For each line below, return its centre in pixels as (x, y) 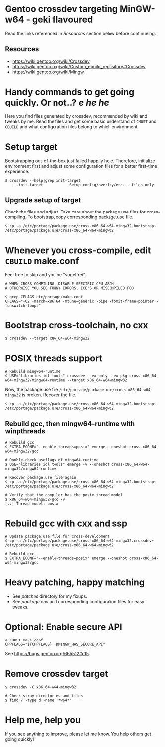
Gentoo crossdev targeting (61, 9)
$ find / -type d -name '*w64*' (38, 700)
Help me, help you (43, 720)
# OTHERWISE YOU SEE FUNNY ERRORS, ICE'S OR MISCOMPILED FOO (70, 288)
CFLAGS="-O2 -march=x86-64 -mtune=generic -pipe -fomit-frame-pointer (80, 301)
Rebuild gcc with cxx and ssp (66, 523)
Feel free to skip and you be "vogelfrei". (46, 275)
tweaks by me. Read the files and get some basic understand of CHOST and (81, 121)
